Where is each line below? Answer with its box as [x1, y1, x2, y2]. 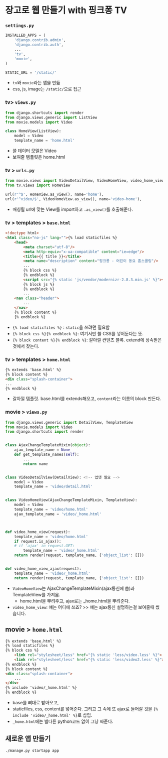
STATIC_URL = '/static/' [5, 70, 57, 75]
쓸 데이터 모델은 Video [12, 148, 56, 154]
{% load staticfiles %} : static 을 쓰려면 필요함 [12, 324, 110, 330]
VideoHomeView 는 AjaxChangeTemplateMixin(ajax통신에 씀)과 [12, 585, 135, 591]
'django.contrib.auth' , [14, 42, 64, 48]
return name [23, 461, 48, 466]
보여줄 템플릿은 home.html [12, 154, 65, 160]
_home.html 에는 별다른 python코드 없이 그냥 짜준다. [12, 718, 113, 724]
